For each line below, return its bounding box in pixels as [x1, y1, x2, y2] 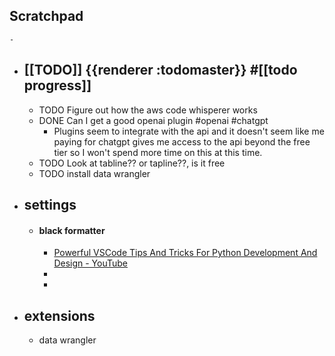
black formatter [38, 224, 106, 236]
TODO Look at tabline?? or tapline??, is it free [38, 157, 226, 169]
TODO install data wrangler [38, 167, 151, 179]
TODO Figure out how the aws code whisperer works [38, 104, 258, 116]
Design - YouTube [53, 257, 129, 269]
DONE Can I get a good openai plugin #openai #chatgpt [38, 114, 269, 126]
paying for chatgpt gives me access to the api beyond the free [53, 135, 311, 148]
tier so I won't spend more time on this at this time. [53, 146, 263, 158]
